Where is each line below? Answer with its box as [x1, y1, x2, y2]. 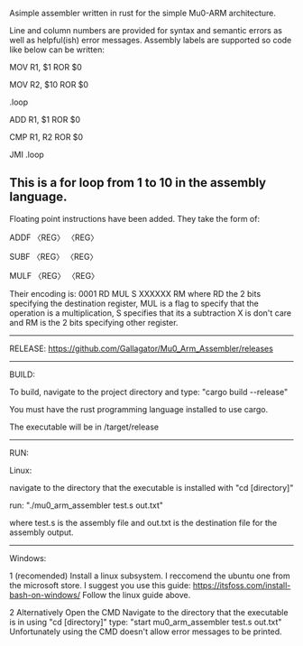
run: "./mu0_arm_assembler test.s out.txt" [9, 500, 164, 511]
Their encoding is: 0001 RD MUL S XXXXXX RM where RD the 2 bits [9, 288, 262, 299]
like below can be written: [9, 44, 106, 55]
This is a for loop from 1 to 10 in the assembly [9, 175, 267, 190]
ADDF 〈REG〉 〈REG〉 [9, 232, 99, 243]
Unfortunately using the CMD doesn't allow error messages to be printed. [9, 626, 282, 637]
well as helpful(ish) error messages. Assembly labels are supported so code [9, 35, 292, 45]
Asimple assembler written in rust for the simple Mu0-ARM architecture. [9, 8, 277, 18]
